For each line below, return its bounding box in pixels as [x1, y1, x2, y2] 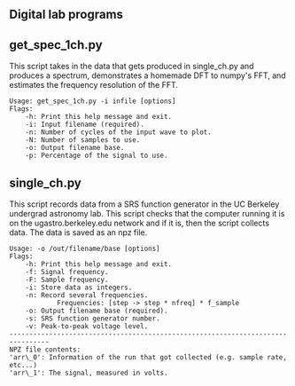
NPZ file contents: [9, 345, 82, 354]
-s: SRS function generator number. [25, 314, 161, 323]
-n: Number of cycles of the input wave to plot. [25, 128, 213, 137]
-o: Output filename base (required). [25, 306, 168, 316]
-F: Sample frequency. [25, 275, 109, 285]
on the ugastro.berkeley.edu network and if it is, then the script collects [9, 217, 270, 229]
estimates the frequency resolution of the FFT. [9, 80, 179, 91]
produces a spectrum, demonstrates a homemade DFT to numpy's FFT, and [9, 70, 286, 81]
